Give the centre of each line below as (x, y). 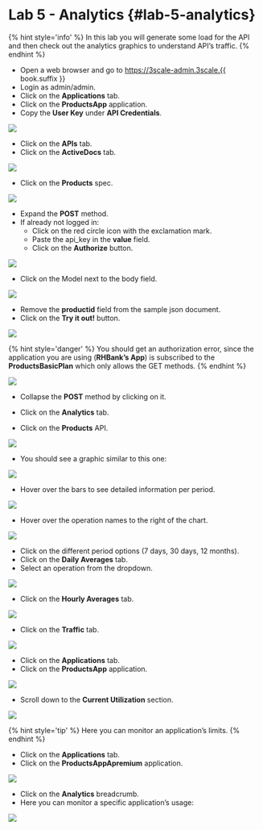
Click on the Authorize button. (82, 248)
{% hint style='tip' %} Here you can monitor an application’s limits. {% (124, 730)
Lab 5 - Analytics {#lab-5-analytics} (132, 15)
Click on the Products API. (64, 428)
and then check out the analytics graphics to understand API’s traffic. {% (129, 45)
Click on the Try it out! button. (70, 318)
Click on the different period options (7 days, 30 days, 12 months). (129, 551)
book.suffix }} (43, 78)
